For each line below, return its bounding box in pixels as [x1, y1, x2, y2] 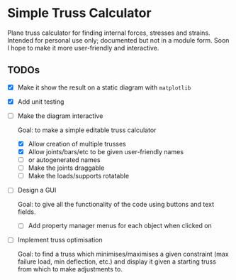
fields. [17, 208, 36, 216]
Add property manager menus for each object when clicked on [28, 222, 213, 230]
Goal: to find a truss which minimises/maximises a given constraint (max [17, 250, 229, 259]
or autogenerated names [28, 156, 101, 164]
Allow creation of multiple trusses [28, 139, 126, 148]
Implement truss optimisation [17, 236, 103, 244]
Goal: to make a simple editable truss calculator [17, 126, 157, 134]
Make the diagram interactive [17, 112, 103, 120]
